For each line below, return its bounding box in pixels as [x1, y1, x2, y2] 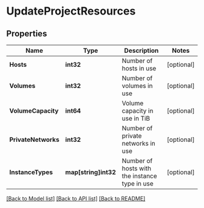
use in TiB [121, 114, 151, 122]
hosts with [121, 164, 152, 172]
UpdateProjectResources [6, 4, 136, 18]
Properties [6, 29, 47, 39]
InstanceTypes [9, 168, 53, 176]
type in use [121, 179, 154, 187]
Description [124, 47, 159, 55]
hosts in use [121, 64, 157, 72]
